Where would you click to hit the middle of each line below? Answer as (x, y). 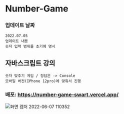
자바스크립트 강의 (30, 63)
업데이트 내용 (17, 41)
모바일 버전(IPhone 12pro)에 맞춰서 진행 (43, 81)
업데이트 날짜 (20, 25)
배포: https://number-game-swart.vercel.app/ (62, 94)
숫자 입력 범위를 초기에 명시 (30, 46)
